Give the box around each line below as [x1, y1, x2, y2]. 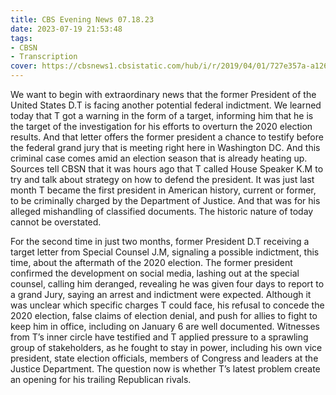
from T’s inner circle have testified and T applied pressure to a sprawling [10, 331, 309, 343]
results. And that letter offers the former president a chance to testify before [10, 131, 324, 143]
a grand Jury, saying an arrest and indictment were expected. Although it [10, 289, 312, 300]
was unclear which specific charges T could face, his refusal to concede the [10, 299, 325, 311]
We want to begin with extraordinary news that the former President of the [10, 89, 317, 100]
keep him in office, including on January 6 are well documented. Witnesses [10, 321, 320, 332]
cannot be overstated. [10, 216, 102, 228]
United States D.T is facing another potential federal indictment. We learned [10, 99, 322, 111]
